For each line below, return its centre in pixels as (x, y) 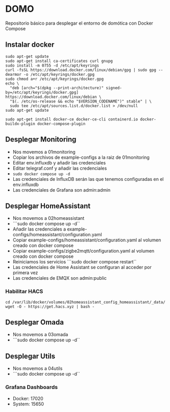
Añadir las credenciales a (39, 229)
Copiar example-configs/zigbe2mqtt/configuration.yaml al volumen (83, 251)
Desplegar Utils (30, 356)
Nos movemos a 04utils (38, 368)
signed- (114, 88)
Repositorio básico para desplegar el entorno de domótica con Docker (79, 23)
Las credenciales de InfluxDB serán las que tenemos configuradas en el (88, 179)
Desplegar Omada (34, 323)
